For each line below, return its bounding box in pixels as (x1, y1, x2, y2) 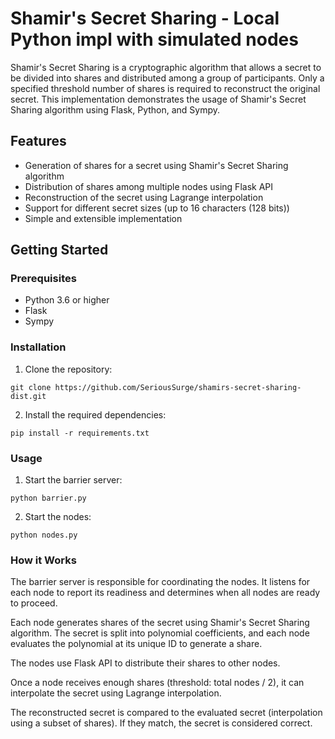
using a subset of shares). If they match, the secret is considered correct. (10, 717, 313, 729)
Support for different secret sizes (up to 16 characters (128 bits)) (24, 202, 290, 214)
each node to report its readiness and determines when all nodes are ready (10, 587, 321, 599)
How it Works (10, 553, 77, 567)
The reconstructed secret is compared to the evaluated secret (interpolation (10, 707, 323, 719)
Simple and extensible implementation (24, 212, 183, 224)
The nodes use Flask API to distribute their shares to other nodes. (10, 657, 281, 669)
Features (10, 133, 67, 150)
